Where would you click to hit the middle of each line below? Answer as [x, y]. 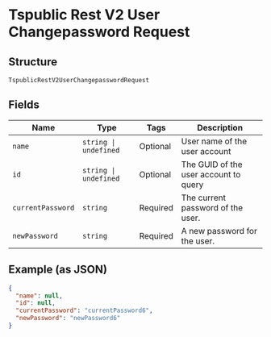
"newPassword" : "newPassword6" [68, 318]
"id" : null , [36, 303]
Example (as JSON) [58, 270]
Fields [24, 105]
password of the [212, 207]
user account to [211, 174]
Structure [33, 62]
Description [220, 127]
